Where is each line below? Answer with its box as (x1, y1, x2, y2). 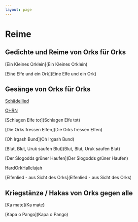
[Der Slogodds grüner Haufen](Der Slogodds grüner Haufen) (5, 155, 128, 161)
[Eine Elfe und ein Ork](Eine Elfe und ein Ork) (5, 71, 97, 76)
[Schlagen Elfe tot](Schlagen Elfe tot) (5, 117, 80, 123)
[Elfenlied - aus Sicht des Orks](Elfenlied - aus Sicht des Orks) (5, 175, 132, 181)
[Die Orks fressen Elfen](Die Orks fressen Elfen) (5, 127, 103, 133)
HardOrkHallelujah (5, 165, 43, 171)
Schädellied (5, 98, 29, 104)
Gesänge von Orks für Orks (5, 85, 91, 94)
